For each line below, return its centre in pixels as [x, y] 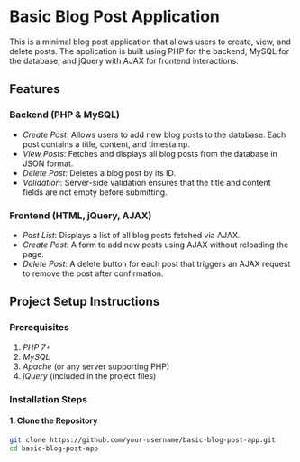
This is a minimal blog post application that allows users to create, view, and [150, 42]
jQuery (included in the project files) [89, 375]
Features [35, 89]
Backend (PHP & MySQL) [64, 115]
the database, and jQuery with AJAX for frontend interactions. [124, 60]
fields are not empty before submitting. [95, 192]
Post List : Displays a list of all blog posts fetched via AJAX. [131, 235]
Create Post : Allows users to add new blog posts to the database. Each [154, 134]
